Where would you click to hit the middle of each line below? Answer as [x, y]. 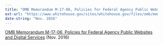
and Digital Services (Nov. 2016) [37, 37]
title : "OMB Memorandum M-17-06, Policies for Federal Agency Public [77, 9]
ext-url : [14, 14]
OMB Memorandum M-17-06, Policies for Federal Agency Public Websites [79, 32]
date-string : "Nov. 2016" [31, 18]
